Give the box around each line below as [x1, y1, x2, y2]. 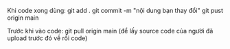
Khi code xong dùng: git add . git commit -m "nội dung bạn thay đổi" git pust [7, 7, 224, 14]
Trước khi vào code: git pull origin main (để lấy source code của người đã [7, 27, 214, 35]
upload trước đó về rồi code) [7, 34, 88, 42]
